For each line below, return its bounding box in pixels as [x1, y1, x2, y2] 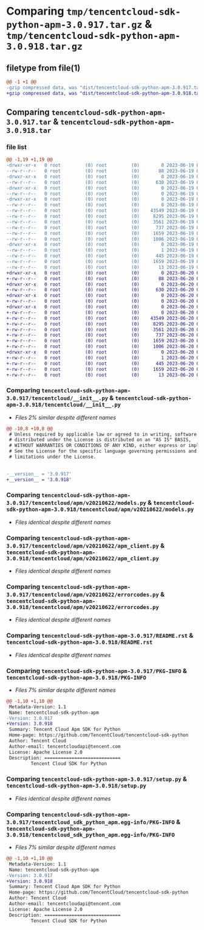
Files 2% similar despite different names [15, 414, 117, 421]
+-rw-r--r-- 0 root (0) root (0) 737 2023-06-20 [6, 332, 194, 339]
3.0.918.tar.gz [6, 41, 83, 52]
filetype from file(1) [6, 63, 81, 73]
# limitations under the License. [8, 454, 97, 460]
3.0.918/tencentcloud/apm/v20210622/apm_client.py [6, 555, 159, 562]
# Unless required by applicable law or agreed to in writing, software [8, 431, 197, 437]
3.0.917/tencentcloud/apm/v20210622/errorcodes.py [6, 591, 159, 598]
